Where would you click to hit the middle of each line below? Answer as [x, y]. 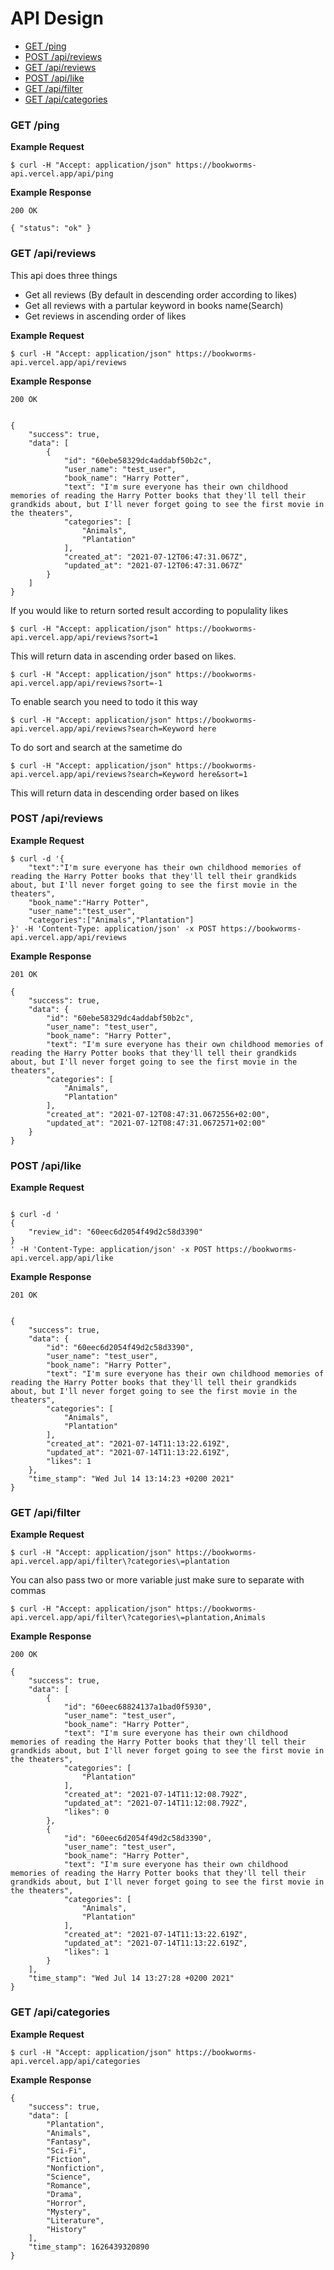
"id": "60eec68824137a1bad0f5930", [138, 1707]
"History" [66, 2229]
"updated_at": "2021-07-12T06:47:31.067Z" [153, 565]
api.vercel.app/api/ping [62, 174]
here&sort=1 [223, 774]
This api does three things [64, 275]
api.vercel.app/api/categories [75, 2061]
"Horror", [66, 2203]
